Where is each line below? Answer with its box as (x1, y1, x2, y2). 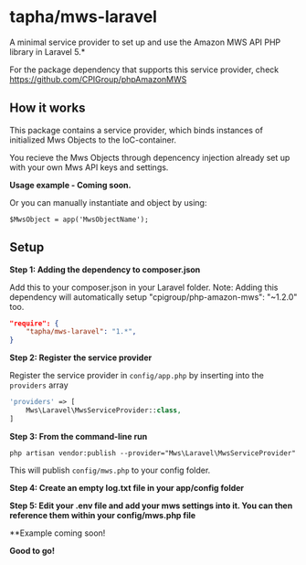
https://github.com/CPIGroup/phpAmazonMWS (9, 73, 187, 84)
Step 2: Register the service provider (9, 352, 153, 363)
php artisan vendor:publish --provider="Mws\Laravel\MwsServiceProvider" (9, 448, 297, 458)
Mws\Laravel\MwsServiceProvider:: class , (26, 406, 182, 415)
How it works (9, 101, 86, 116)
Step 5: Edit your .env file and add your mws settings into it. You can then (9, 500, 293, 511)
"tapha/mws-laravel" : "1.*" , (26, 327, 137, 336)
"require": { (9, 318, 59, 328)
